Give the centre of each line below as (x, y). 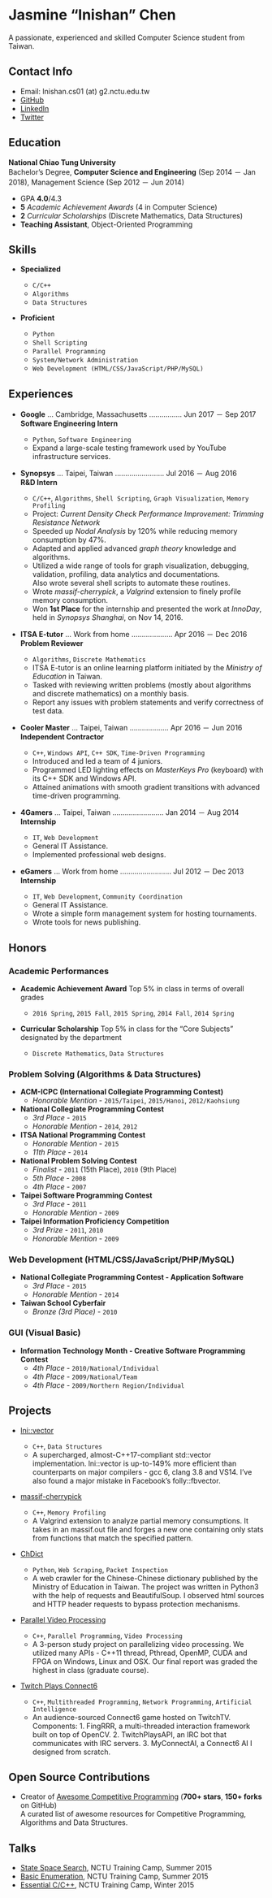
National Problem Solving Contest (78, 1161)
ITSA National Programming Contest (83, 1135)
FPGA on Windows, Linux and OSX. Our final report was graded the (145, 1661)
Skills (22, 249)
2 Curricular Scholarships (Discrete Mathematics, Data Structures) (132, 215)
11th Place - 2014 (60, 1152)
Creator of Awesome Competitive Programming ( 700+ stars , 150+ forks (141, 1796)
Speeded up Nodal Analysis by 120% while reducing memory (135, 531)
